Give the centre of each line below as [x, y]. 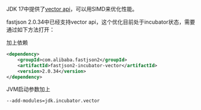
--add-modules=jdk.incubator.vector [53, 101]
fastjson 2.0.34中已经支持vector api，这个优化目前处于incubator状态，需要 [101, 22]
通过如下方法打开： [31, 30]
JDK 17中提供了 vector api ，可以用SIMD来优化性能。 [72, 9]
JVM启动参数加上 [28, 89]
